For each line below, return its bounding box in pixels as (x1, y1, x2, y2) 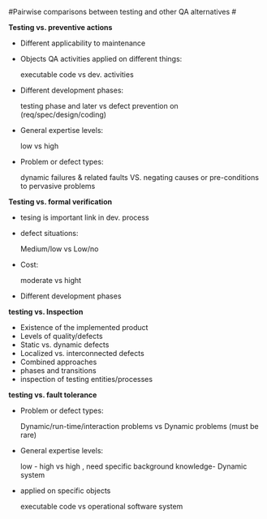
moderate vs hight (19, 276, 82, 285)
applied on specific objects (19, 486, 111, 495)
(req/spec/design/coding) (19, 109, 107, 119)
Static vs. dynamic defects (19, 340, 110, 350)
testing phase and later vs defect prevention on (19, 101, 179, 110)
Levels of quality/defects (19, 332, 103, 341)
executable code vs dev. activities (19, 70, 134, 79)
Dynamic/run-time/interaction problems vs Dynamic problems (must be (19, 422, 259, 431)
